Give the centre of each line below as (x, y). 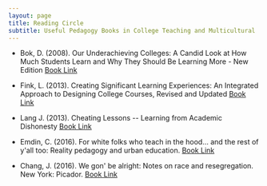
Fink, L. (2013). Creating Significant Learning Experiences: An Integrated (139, 85)
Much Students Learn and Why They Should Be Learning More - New (134, 61)
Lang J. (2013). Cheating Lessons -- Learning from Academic (121, 118)
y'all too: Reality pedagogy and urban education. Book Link (117, 150)
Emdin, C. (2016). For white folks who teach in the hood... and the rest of (139, 142)
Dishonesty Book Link (56, 127)
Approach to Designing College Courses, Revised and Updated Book (133, 94)
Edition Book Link (48, 70)
